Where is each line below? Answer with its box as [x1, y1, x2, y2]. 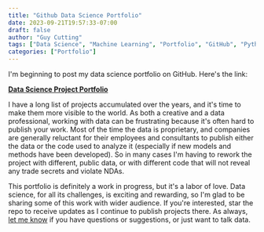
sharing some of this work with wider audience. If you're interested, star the [8, 198, 254, 208]
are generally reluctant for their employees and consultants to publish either [8, 133, 254, 142]
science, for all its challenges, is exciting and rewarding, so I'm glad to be [8, 190, 245, 199]
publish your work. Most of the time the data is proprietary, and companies [8, 125, 251, 134]
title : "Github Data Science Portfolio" [8, 11, 143, 20]
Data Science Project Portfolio [8, 85, 108, 94]
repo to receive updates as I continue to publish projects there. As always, [8, 207, 248, 216]
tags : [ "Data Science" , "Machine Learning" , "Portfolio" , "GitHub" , [8, 41, 237, 49]
